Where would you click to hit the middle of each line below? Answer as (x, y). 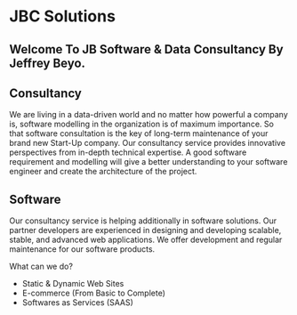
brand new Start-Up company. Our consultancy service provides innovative (148, 143)
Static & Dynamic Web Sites (73, 284)
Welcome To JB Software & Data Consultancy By (146, 49)
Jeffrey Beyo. (48, 63)
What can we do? (41, 267)
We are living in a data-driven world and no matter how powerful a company (149, 115)
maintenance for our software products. (82, 249)
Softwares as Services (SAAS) (77, 303)
